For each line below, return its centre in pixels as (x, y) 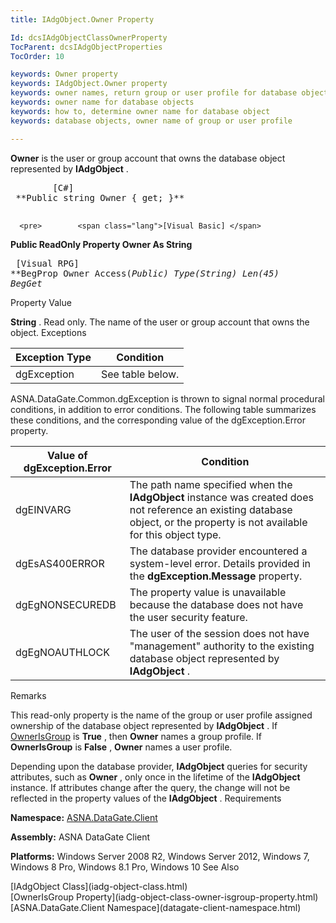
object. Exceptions (48, 332)
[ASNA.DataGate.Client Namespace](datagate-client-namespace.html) (156, 907)
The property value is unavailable (208, 592)
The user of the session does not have (219, 633)
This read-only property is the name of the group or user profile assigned (161, 715)
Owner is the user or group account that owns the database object (148, 158)
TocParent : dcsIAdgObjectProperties (86, 47)
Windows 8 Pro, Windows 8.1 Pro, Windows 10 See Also (125, 867)
